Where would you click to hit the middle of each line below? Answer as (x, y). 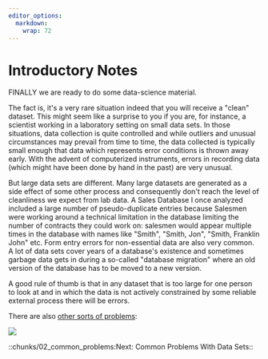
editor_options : (35, 16)
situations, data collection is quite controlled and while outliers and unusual (132, 134)
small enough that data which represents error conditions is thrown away (129, 151)
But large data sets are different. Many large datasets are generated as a (128, 183)
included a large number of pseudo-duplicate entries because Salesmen (128, 208)
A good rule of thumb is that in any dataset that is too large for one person (130, 284)
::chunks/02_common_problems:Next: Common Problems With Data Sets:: (131, 347)
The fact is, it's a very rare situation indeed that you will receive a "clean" (129, 108)
